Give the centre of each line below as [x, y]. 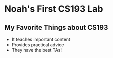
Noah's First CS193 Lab [54, 9]
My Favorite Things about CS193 [56, 28]
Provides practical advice [38, 45]
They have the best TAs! [37, 50]
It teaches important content [41, 39]
